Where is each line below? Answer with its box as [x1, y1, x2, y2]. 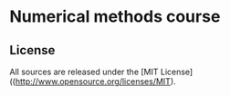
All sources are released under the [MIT [9, 66, 159, 77]
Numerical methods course [9, 6, 221, 27]
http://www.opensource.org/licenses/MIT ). [15, 76, 176, 87]
